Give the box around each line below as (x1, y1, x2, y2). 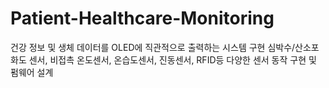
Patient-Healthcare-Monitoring (10, 7, 275, 30)
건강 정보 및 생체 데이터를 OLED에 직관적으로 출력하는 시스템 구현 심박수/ (10, 41, 296, 53)
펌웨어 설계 (10, 66, 54, 78)
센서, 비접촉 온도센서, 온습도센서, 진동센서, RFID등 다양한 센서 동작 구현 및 (28, 53, 317, 66)
